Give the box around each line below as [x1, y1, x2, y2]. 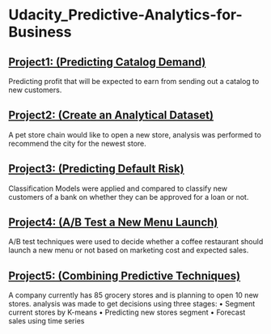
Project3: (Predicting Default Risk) [8, 162, 184, 175]
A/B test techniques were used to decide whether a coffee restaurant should [8, 237, 264, 247]
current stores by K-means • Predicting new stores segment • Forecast [8, 307, 246, 317]
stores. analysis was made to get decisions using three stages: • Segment [8, 299, 256, 309]
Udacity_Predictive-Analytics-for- [8, 6, 243, 24]
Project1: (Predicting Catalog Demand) [8, 55, 206, 69]
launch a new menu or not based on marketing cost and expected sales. [8, 245, 249, 256]
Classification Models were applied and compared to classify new [8, 184, 228, 193]
